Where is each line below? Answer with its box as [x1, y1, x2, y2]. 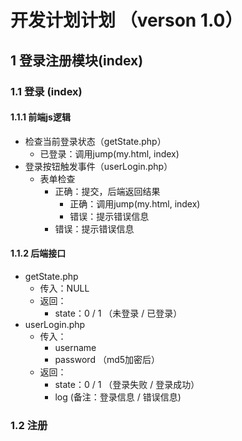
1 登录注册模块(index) [10, 52, 144, 69]
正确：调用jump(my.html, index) [69, 197, 201, 210]
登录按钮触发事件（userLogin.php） [24, 160, 173, 172]
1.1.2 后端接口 [10, 247, 67, 260]
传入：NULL [39, 282, 90, 294]
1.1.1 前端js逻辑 [10, 111, 71, 123]
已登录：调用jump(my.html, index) [39, 147, 180, 160]
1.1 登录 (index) [10, 84, 83, 98]
